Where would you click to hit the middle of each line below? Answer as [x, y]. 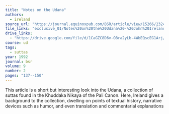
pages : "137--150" [24, 76]
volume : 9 [16, 66]
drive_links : [19, 33]
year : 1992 [17, 57]
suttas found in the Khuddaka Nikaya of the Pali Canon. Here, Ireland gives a [84, 95]
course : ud [17, 43]
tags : [11, 47]
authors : [14, 15]
